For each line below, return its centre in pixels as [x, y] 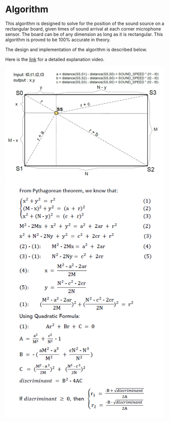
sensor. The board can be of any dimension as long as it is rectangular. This [84, 34]
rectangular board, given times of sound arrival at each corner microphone [83, 28]
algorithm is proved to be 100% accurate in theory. [58, 40]
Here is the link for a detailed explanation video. [55, 59]
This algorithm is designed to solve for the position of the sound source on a [85, 23]
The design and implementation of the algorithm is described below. [76, 49]
